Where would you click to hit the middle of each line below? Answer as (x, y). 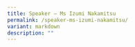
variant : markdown (34, 26)
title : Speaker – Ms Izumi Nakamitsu (62, 13)
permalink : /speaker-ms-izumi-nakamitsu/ (68, 20)
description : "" (30, 33)
